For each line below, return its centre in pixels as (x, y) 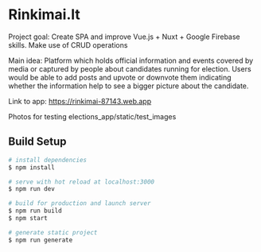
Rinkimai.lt (45, 15)
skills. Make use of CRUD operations (68, 45)
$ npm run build (35, 211)
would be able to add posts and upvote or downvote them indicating (120, 77)
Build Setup (37, 142)
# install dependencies (48, 160)
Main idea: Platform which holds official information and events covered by (131, 60)
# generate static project (53, 232)
